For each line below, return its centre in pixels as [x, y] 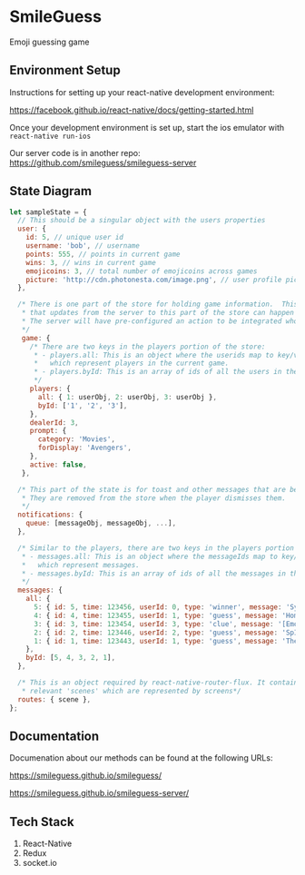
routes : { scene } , [54, 699]
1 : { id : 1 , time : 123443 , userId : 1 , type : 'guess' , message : [156, 641]
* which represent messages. [81, 565]
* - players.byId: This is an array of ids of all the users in [157, 372]
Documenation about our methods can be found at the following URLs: [141, 758]
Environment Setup [65, 70]
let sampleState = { [49, 212]
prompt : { [48, 431]
